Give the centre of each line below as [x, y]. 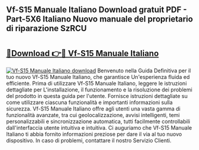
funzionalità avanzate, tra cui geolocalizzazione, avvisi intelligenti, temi [93, 115]
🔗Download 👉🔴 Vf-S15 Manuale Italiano [83, 53]
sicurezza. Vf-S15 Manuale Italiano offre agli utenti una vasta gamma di [93, 109]
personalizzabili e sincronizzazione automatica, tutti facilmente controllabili [98, 121]
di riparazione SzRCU [46, 28]
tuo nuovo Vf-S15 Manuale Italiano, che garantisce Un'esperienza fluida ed [98, 77]
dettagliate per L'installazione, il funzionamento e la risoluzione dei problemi [99, 90]
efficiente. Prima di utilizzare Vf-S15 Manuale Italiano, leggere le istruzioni [97, 83]
